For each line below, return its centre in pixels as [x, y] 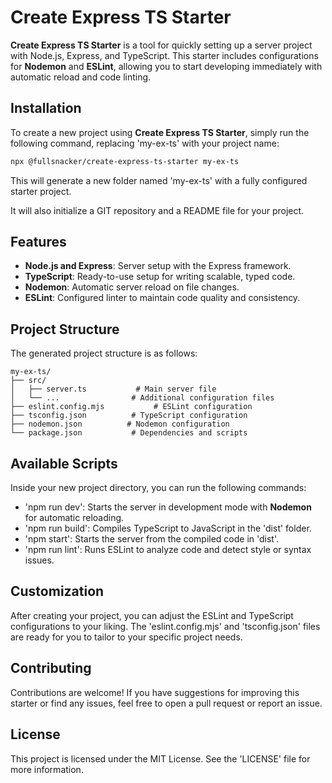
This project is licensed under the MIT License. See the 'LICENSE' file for [160, 758]
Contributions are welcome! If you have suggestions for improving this [155, 692]
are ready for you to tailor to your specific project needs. [126, 637]
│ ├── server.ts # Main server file [113, 389]
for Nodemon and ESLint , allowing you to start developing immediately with [166, 66]
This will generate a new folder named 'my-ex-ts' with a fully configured [159, 180]
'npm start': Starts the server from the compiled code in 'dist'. [152, 539]
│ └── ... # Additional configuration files [142, 398]
